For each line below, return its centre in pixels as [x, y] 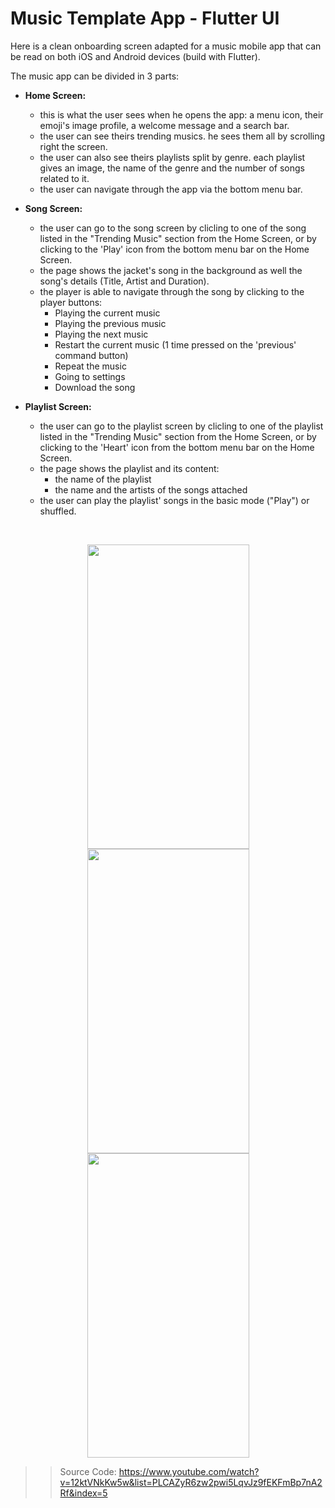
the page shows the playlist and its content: [129, 468]
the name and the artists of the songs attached [151, 489]
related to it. [64, 178]
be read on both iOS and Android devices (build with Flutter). [135, 56]
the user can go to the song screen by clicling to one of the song [173, 228]
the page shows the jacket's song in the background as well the [171, 270]
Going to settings [90, 376]
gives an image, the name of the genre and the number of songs [172, 168]
